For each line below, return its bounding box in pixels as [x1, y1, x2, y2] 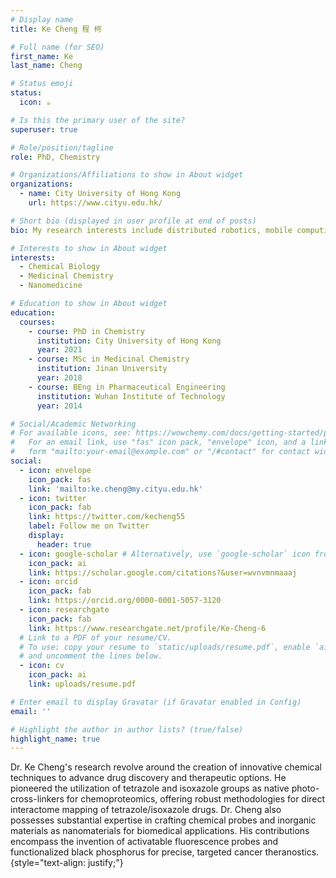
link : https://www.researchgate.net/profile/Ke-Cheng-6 [28, 623, 267, 633]
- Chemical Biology [19, 262, 101, 272]
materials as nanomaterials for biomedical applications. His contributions [10, 825, 310, 837]
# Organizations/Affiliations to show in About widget [10, 170, 244, 180]
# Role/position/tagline [10, 142, 114, 153]
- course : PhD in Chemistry [28, 326, 145, 336]
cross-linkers [10, 793, 65, 805]
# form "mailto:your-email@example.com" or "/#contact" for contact [10, 447, 311, 457]
